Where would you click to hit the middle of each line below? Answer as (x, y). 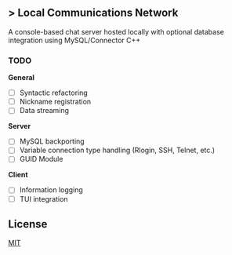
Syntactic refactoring (53, 93)
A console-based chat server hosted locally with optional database (116, 31)
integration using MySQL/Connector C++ (74, 40)
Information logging (51, 190)
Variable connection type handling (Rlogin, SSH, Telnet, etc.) (117, 150)
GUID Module (41, 159)
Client (18, 175)
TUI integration (43, 199)
